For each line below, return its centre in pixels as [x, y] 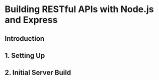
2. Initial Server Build [38, 73]
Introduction [25, 38]
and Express [31, 20]
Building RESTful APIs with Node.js [79, 9]
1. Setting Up [25, 56]
